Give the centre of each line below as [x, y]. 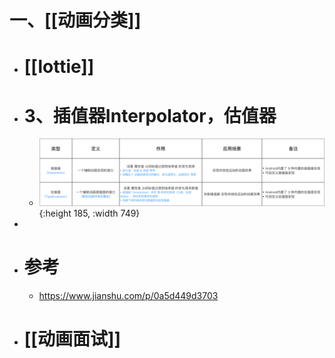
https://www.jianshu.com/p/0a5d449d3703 [128, 296]
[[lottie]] [59, 67]
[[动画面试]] [72, 339]
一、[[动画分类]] [75, 20]
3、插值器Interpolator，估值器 [150, 115]
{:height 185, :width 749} [89, 213]
